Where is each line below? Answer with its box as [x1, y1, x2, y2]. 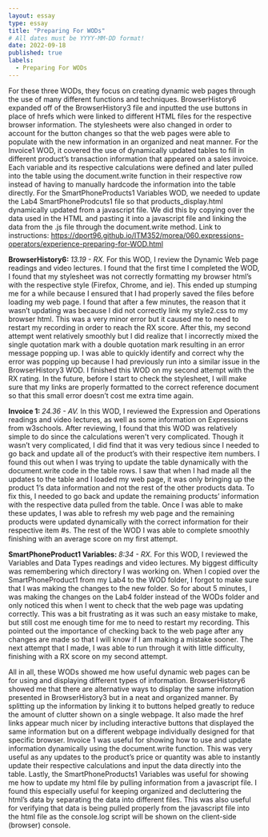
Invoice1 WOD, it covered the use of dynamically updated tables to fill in [8, 145, 245, 155]
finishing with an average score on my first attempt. [8, 533, 178, 543]
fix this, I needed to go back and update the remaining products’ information [8, 491, 260, 501]
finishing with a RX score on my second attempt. [8, 651, 168, 661]
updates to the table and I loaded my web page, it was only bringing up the [8, 474, 255, 484]
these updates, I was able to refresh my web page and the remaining [8, 508, 234, 517]
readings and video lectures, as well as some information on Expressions [8, 414, 249, 425]
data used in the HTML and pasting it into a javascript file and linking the [8, 213, 246, 223]
